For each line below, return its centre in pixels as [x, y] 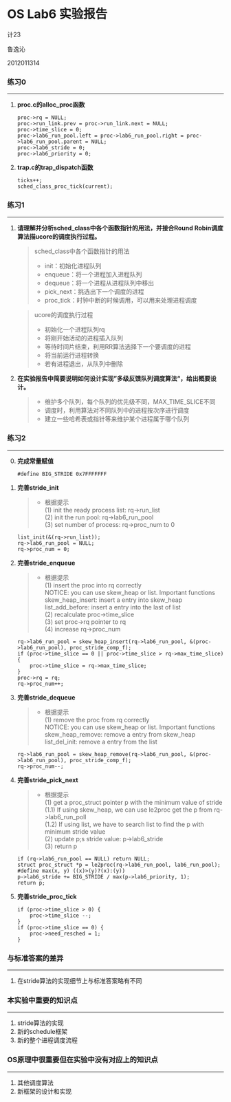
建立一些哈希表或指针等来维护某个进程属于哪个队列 [117, 419]
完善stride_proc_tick [47, 896]
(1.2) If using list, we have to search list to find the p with [124, 824]
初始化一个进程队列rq [75, 329]
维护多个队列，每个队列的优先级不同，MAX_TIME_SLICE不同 [130, 401]
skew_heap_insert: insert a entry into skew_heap [113, 600]
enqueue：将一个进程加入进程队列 [93, 274]
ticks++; [30, 181]
